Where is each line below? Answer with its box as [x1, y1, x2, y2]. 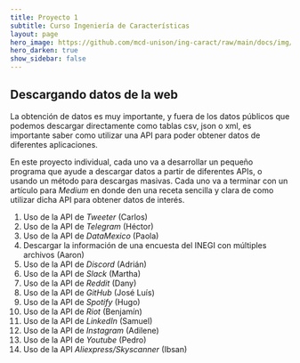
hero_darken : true [10, 46, 78, 55]
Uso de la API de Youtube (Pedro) [22, 335, 147, 345]
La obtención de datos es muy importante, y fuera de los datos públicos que [10, 110, 290, 121]
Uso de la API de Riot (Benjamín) [22, 306, 143, 317]
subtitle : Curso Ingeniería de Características [10, 21, 191, 30]
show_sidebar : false [10, 54, 87, 63]
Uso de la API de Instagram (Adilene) [22, 325, 159, 335]
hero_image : [10, 37, 54, 47]
